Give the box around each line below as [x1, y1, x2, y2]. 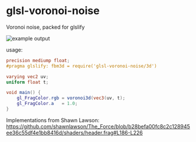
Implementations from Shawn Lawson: [6, 116, 100, 124]
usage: [6, 46, 23, 53]
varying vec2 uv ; [6, 73, 49, 80]
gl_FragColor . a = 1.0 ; [17, 101, 78, 107]
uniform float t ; [6, 79, 49, 85]
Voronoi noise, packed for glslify [6, 23, 85, 31]
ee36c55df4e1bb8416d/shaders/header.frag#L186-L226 [6, 129, 143, 136]
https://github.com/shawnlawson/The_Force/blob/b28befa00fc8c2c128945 [6, 123, 191, 130]
